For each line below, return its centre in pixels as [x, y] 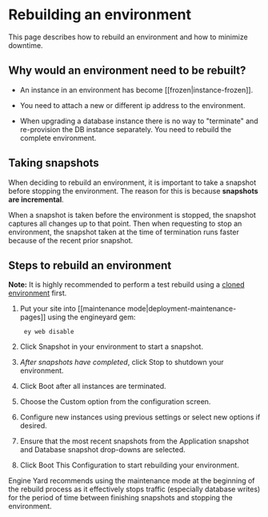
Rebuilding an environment [100, 15]
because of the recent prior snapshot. [71, 240]
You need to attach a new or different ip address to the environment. [132, 105]
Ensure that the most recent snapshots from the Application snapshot [134, 441]
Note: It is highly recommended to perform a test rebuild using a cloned [126, 285]
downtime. [26, 45]
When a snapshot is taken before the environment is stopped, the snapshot [132, 214]
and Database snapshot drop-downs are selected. [102, 450]
